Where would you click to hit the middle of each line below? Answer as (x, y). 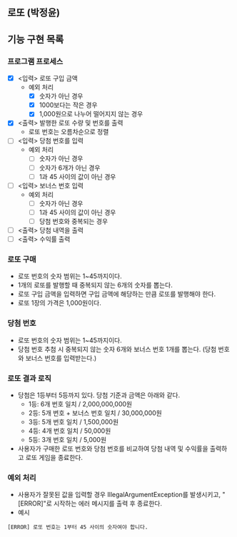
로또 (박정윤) (34, 13)
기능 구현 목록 (36, 39)
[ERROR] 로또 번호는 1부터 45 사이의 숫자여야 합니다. (78, 527)
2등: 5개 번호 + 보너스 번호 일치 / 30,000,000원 (95, 413)
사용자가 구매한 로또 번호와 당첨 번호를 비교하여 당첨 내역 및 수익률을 (113, 449)
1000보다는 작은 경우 (68, 105)
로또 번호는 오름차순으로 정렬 (69, 132)
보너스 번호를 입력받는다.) (61, 358)
